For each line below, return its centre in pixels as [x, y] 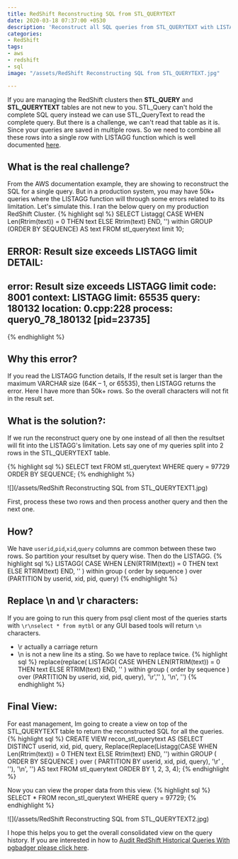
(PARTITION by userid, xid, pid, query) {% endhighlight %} [93, 579]
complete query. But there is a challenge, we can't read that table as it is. [114, 122]
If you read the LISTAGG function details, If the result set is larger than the [115, 376]
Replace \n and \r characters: [73, 601]
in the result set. [31, 399]
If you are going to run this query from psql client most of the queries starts [117, 618]
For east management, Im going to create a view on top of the [97, 724]
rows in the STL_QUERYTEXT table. [59, 453]
